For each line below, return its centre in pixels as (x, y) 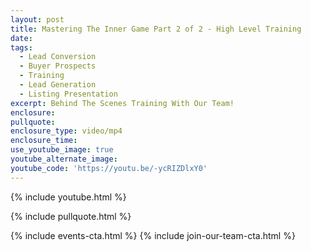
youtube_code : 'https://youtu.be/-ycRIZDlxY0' (109, 168)
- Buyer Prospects (58, 66)
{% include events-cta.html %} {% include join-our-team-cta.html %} (153, 235)
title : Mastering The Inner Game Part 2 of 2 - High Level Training (156, 29)
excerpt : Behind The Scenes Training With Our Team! (122, 103)
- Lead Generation (58, 85)
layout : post (37, 19)
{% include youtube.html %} (68, 197)
